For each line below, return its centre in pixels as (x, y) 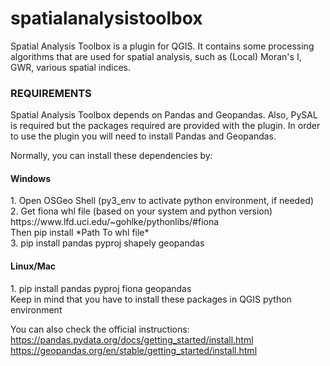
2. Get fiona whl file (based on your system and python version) (141, 211)
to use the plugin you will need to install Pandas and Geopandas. (143, 136)
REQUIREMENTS (51, 93)
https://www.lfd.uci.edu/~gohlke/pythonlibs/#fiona (115, 222)
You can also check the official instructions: (100, 329)
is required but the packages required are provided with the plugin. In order (165, 126)
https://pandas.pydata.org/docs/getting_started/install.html (132, 339)
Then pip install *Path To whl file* (80, 233)
